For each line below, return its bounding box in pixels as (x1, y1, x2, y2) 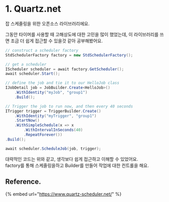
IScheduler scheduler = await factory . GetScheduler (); (5, 67, 124, 72)
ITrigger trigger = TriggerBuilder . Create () (5, 108, 101, 113)
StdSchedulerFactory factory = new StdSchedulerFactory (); (5, 52, 133, 57)
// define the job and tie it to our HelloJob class (5, 80, 120, 85)
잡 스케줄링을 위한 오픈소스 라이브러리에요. (5, 20, 90, 26)
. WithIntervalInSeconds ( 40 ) (23, 128, 83, 133)
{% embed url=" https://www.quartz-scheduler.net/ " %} (5, 191, 122, 197)
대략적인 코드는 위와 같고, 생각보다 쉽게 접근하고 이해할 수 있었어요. (5, 156, 138, 162)
